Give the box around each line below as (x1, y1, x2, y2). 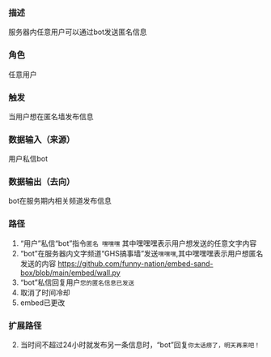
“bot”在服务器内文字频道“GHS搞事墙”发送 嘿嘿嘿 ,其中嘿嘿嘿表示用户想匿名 (19, 248, 264, 258)
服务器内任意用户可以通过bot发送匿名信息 (8, 27, 147, 37)
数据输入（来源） (8, 134, 75, 145)
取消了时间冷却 (19, 287, 70, 297)
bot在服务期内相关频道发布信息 (8, 196, 112, 206)
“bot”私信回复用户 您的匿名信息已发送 (19, 277, 135, 287)
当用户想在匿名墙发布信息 (8, 111, 94, 121)
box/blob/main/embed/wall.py (19, 268, 121, 277)
